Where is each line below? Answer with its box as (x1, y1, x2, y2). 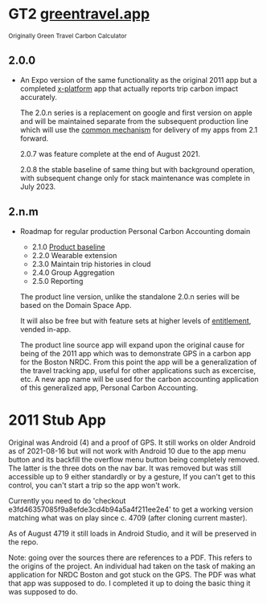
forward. (19, 134, 49, 143)
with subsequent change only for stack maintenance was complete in (19, 173, 251, 183)
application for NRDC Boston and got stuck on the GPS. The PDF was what (8, 569, 256, 579)
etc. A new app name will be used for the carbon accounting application (19, 374, 259, 384)
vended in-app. (19, 324, 72, 334)
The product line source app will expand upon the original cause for (19, 339, 245, 350)
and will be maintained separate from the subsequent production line (19, 116, 249, 125)
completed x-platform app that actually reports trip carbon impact (19, 84, 239, 93)
